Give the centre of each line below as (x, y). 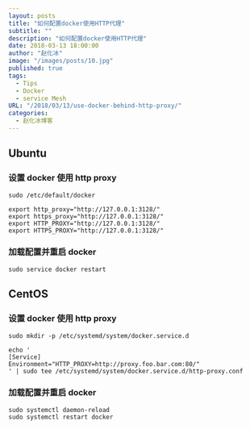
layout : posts (32, 16)
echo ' (19, 350)
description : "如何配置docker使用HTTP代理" (78, 38)
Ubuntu (27, 154)
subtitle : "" (30, 31)
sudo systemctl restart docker (61, 417)
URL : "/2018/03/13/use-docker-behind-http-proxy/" (95, 106)
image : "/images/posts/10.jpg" (61, 61)
